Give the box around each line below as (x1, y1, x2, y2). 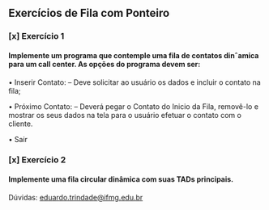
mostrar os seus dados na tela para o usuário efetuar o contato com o (8, 110, 241, 120)
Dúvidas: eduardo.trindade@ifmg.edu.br (8, 192, 143, 202)
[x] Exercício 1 (8, 31, 65, 42)
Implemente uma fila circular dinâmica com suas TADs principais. (8, 174, 234, 184)
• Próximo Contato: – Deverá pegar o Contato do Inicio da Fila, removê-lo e (8, 101, 259, 111)
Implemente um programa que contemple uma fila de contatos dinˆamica (8, 50, 259, 60)
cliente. (8, 119, 33, 128)
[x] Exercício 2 (8, 154, 66, 166)
